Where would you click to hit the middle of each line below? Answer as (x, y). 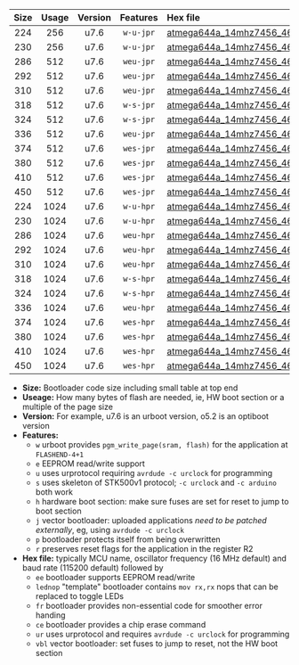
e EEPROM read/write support (90, 464)
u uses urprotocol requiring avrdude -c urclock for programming (154, 473)
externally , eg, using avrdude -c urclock (110, 530)
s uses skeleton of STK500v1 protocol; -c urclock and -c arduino (156, 482)
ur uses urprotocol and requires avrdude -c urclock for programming (162, 634)
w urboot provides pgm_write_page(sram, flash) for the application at (162, 444)
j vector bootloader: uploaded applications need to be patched (151, 520)
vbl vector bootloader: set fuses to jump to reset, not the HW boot (157, 644)
